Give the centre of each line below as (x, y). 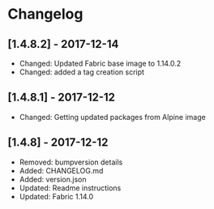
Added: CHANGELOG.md (61, 170)
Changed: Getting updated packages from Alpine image (112, 117)
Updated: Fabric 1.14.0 (56, 196)
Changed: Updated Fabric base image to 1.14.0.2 (100, 63)
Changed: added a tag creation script (82, 72)
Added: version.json (53, 179)
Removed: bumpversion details (71, 162)
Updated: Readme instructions (70, 188)
